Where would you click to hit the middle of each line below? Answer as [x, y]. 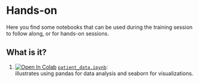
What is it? [26, 53]
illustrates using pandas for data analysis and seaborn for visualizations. [104, 73]
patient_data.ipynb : [83, 67]
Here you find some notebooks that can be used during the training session [99, 27]
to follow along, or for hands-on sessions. [58, 33]
